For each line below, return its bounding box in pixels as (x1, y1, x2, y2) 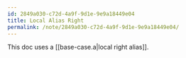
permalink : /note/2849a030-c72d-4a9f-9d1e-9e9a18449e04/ (7, 23, 180, 30)
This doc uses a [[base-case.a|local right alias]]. (7, 43, 149, 52)
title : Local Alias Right (7, 17, 84, 24)
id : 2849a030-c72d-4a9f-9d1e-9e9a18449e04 (7, 10, 135, 18)
